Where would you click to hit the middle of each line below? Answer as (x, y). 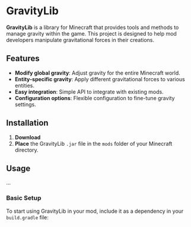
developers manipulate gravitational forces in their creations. (80, 40)
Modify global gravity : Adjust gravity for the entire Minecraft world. (98, 73)
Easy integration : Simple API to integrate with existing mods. (89, 92)
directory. (26, 150)
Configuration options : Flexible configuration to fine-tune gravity (95, 98)
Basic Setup (24, 198)
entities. (24, 85)
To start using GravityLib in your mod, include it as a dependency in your (95, 211)
